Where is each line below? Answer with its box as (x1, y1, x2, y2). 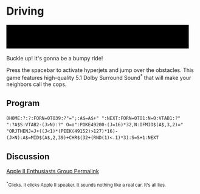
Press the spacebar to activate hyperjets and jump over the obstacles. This (6, 66, 195, 74)
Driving (6, 4, 44, 18)
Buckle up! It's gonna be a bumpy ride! (6, 54, 103, 62)
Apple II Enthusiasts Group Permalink (6, 168, 99, 175)
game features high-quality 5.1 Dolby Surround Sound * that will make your (6, 73, 191, 81)
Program (6, 98, 40, 108)
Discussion (6, 151, 50, 162)
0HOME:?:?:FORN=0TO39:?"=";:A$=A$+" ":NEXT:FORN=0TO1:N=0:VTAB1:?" (6, 115, 181, 121)
